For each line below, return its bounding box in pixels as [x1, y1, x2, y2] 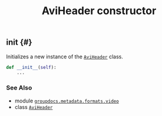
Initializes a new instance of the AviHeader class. [6, 53, 124, 60]
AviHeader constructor [41, 4, 157, 18]
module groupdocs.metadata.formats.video [14, 97, 119, 104]
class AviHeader [14, 103, 53, 110]
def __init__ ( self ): [6, 64, 57, 70]
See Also [6, 84, 32, 92]
